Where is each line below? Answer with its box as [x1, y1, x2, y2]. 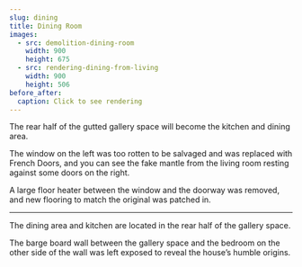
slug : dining [9, 13, 58, 22]
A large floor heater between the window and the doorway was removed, [9, 185, 280, 196]
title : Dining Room [9, 22, 83, 31]
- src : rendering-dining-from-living [17, 64, 159, 73]
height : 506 [25, 80, 70, 89]
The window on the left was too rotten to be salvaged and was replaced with [9, 148, 293, 159]
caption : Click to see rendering [17, 96, 143, 106]
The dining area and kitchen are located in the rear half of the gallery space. [9, 220, 291, 231]
